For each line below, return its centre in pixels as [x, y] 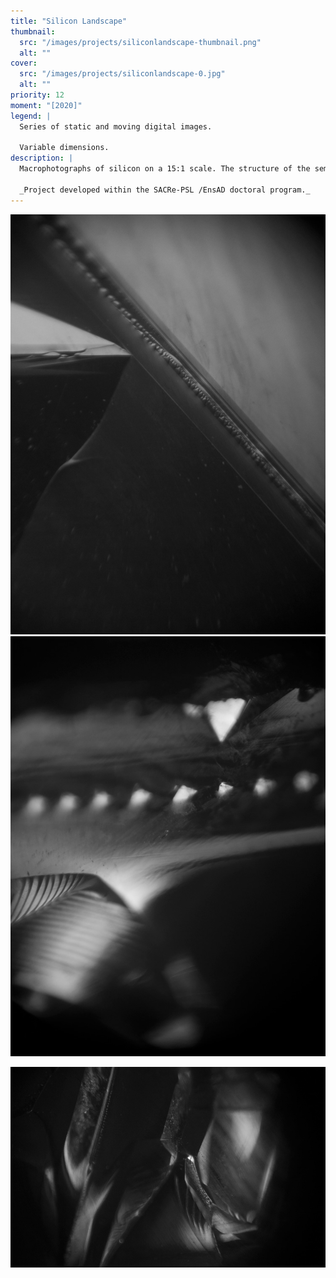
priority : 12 [37, 95]
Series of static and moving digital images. [116, 126]
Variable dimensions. [64, 148]
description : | [42, 158]
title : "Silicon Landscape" [69, 21]
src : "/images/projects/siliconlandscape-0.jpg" [122, 74]
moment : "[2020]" [46, 105]
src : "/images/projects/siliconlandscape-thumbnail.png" [140, 42]
